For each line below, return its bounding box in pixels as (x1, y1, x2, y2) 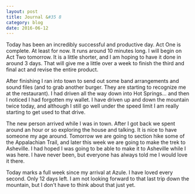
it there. (6, 158, 25, 165)
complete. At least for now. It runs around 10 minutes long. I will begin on (6, 48, 182, 55)
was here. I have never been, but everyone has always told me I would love (6, 151, 188, 159)
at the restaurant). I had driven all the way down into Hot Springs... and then (6, 90, 190, 97)
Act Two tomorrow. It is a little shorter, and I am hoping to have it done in (6, 53, 181, 61)
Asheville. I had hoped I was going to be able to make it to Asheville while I (6, 145, 186, 152)
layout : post (6, 8, 38, 15)
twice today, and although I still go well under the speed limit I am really (6, 102, 179, 109)
